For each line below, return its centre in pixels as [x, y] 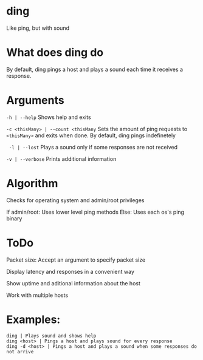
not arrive [20, 352]
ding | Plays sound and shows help [51, 336]
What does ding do [55, 53]
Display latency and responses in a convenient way [71, 271]
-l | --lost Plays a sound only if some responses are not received [93, 147]
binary [14, 218]
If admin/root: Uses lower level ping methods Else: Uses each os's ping [95, 212]
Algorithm [32, 183]
